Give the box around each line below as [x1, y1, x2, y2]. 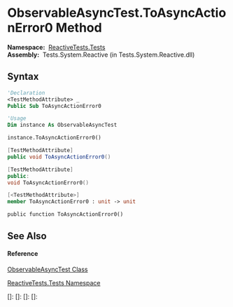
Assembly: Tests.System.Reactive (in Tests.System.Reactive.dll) [7, 50, 195, 59]
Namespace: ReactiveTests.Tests [7, 43, 106, 51]
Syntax [7, 71, 39, 83]
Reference [7, 250, 38, 258]
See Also [7, 230, 47, 242]
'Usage [7, 115, 27, 122]
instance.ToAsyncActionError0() [7, 135, 101, 142]
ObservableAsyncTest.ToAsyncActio [7, 5, 227, 21]
